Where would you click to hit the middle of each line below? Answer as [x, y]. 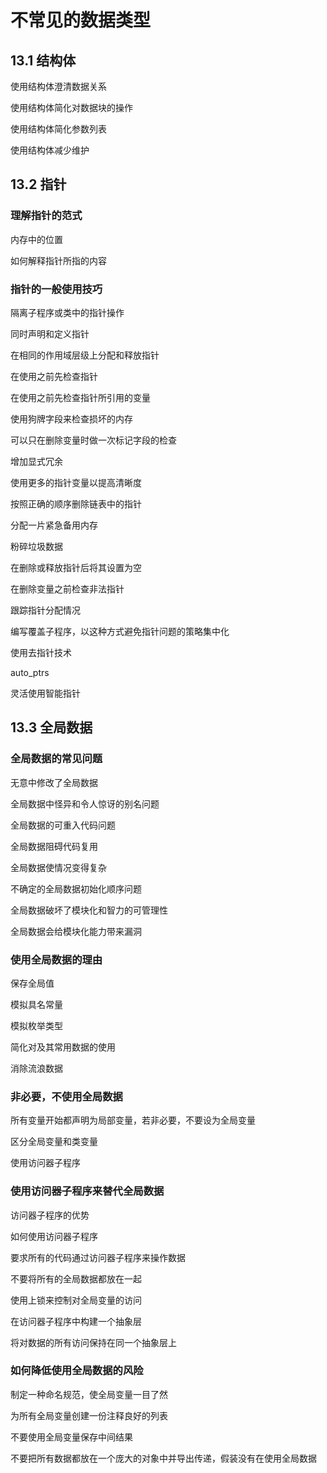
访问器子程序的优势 [50, 1215]
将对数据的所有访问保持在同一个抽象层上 [93, 1342]
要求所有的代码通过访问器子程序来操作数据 [98, 1257]
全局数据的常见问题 [56, 759]
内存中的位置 [36, 239]
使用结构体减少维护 [50, 150]
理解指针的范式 [46, 216]
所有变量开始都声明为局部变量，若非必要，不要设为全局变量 [133, 1120]
